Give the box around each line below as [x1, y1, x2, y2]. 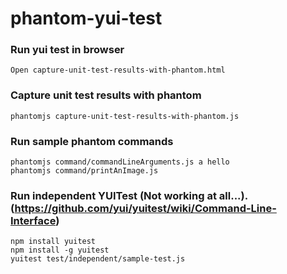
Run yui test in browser [10, 43, 125, 57]
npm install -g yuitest [10, 245, 110, 256]
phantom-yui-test [10, 7, 163, 30]
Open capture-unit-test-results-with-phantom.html [10, 65, 226, 76]
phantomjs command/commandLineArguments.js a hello [10, 157, 230, 167]
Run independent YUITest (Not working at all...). [10, 189, 248, 202]
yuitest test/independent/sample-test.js [10, 254, 186, 264]
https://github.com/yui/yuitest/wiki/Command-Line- [14, 202, 277, 215]
